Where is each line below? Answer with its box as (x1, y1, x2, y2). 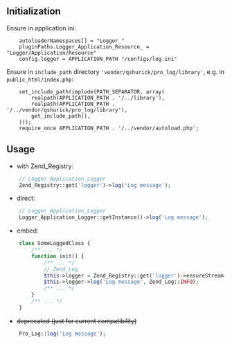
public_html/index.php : (6, 75, 74, 83)
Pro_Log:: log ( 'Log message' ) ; (19, 330, 107, 337)
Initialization (6, 6, 62, 17)
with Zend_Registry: (16, 162, 74, 170)
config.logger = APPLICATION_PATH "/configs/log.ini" (19, 55, 177, 62)
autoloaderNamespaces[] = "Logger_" (19, 37, 125, 44)
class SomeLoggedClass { (19, 240, 91, 247)
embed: (16, 226, 39, 235)
